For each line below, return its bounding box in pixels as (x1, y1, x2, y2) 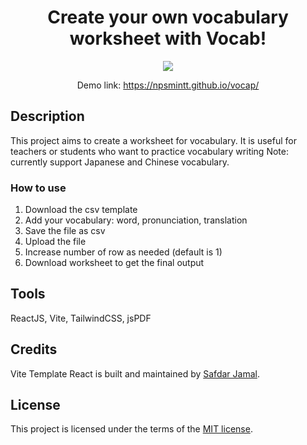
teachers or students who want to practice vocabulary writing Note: (10, 145, 289, 157)
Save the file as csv (24, 225, 106, 237)
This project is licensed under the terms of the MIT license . (10, 423, 253, 435)
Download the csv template (24, 204, 138, 216)
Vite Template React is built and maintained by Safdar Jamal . (10, 367, 260, 380)
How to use (10, 181, 67, 195)
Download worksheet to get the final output (24, 257, 205, 269)
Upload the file (24, 236, 87, 248)
